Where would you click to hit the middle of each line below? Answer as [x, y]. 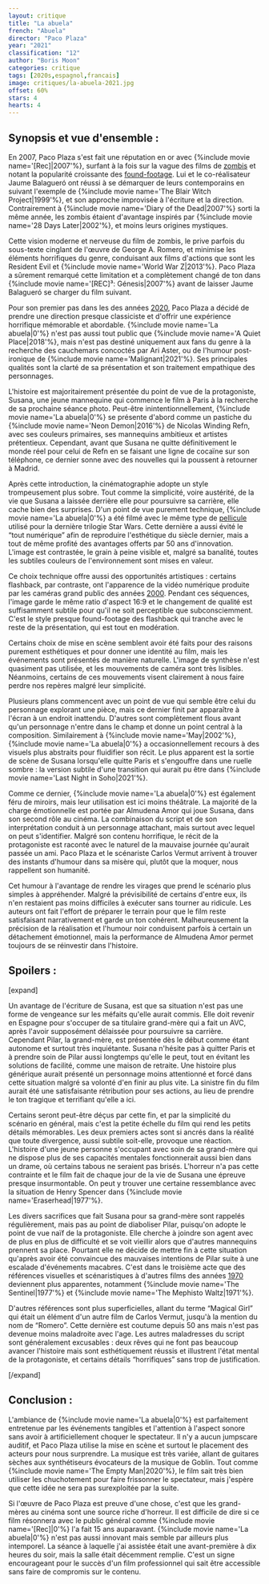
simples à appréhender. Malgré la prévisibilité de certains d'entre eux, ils [128, 894]
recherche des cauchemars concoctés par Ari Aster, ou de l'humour [120, 350]
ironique [22, 359]
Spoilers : [33, 971]
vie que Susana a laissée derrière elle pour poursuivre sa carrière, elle [124, 501]
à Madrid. [24, 468]
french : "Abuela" [37, 31]
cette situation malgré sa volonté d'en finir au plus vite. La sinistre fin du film [134, 1082]
